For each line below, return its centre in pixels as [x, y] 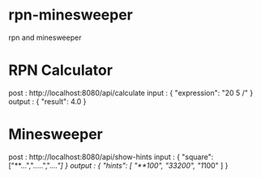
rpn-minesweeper [71, 15]
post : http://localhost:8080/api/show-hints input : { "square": [111, 157]
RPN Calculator [61, 70]
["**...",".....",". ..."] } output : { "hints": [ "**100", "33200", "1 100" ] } [118, 165]
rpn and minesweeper [45, 37]
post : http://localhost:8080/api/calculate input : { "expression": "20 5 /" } [131, 93]
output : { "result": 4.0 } [47, 101]
